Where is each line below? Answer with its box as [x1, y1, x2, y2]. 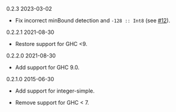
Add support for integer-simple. [15, 87, 95, 94]
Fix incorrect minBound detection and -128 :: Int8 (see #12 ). [15, 17, 171, 24]
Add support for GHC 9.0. [15, 64, 80, 71]
